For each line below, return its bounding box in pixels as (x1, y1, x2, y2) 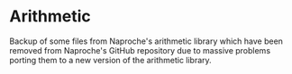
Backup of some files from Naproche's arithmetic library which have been (9, 36, 284, 46)
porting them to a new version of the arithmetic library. (9, 54, 212, 65)
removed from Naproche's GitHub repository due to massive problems (9, 45, 271, 55)
